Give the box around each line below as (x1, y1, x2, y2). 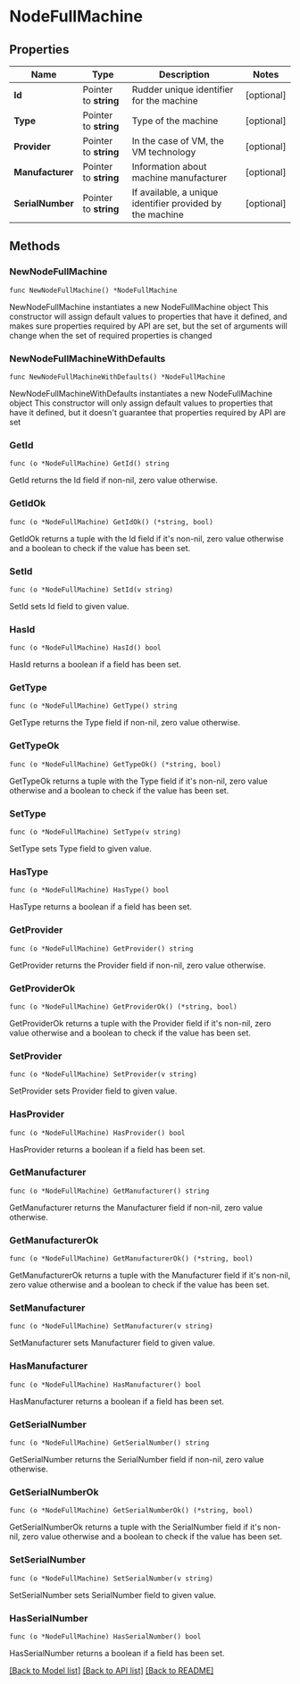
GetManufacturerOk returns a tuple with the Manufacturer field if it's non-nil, (9, 1270, 291, 1281)
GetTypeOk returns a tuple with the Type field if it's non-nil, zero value (9, 775, 268, 786)
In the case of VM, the (131, 135, 225, 147)
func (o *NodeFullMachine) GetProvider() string (9, 944, 194, 953)
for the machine (131, 95, 198, 106)
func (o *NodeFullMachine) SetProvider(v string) (9, 1070, 198, 1079)
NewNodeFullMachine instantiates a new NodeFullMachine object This (9, 301, 270, 312)
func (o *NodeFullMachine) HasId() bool (9, 643, 162, 653)
